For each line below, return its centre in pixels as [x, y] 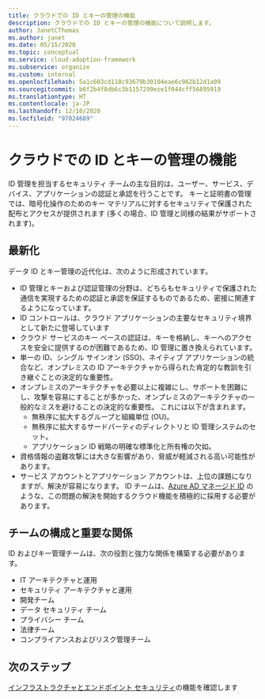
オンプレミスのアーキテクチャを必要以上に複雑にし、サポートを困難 [130, 387]
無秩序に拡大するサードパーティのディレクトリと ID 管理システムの [140, 426]
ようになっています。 [61, 308]
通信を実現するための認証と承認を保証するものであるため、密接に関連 [134, 298]
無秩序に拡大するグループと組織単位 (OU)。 [102, 416]
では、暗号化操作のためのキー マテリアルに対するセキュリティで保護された [130, 203]
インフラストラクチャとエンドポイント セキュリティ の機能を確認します [123, 688]
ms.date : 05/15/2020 [42, 45]
